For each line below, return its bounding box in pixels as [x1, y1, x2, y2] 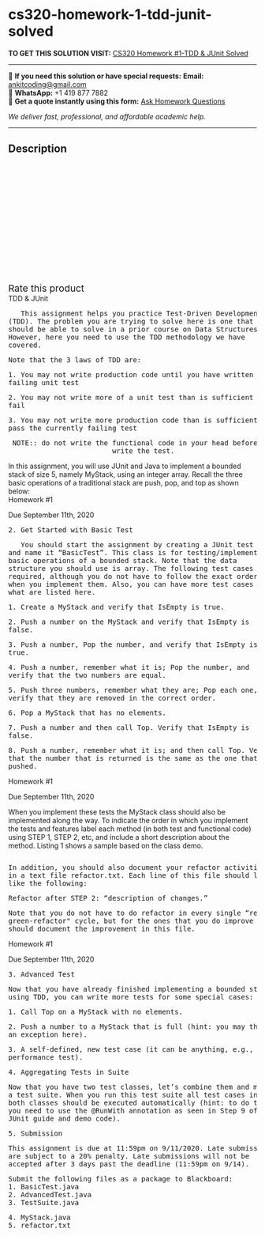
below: [8, 486, 30, 496]
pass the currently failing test [8, 423, 138, 433]
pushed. [8, 762, 38, 770]
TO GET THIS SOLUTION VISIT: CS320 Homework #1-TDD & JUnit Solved [8, 48, 248, 58]
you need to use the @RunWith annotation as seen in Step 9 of [8, 1106, 258, 1115]
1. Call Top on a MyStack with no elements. [8, 1007, 184, 1016]
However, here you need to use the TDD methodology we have [8, 332, 246, 342]
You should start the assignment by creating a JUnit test [21, 540, 254, 549]
